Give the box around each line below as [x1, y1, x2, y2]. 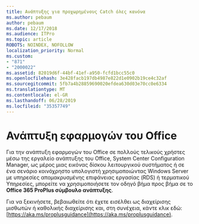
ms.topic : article [6, 36, 52, 42]
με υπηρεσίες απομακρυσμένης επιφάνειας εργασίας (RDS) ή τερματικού [6, 174, 189, 181]
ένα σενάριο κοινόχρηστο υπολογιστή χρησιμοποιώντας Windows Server [6, 168, 189, 175]
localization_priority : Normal [6, 48, 84, 54]
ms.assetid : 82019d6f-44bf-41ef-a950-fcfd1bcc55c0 [6, 70, 135, 76]
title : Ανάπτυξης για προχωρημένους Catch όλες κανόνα [6, 8, 146, 15]
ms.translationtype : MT [6, 87, 66, 93]
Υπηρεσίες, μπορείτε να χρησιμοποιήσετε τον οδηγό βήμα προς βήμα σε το [6, 180, 193, 188]
